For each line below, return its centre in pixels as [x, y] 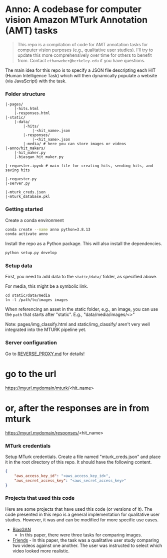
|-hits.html [26, 109]
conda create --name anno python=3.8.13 [48, 230]
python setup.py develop [31, 253]
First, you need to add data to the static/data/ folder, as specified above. [81, 277]
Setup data [19, 266]
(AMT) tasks [31, 31]
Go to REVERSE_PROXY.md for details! [45, 354]
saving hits [17, 170]
